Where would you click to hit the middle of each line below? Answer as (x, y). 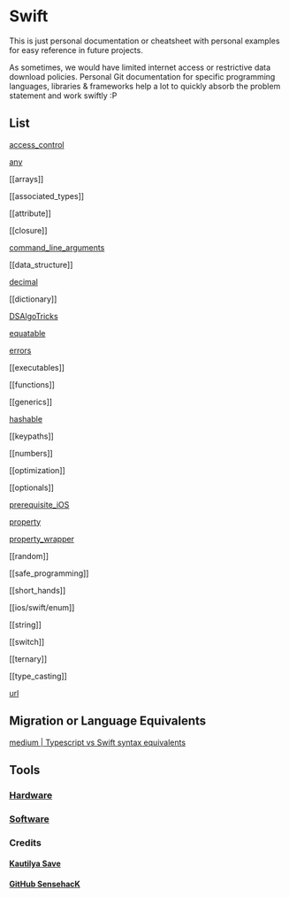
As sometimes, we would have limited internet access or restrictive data (140, 67)
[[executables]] (37, 367)
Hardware (31, 795)
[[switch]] (27, 641)
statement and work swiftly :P (63, 96)
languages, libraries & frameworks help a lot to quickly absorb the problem (145, 86)
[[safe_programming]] (49, 573)
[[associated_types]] (47, 195)
